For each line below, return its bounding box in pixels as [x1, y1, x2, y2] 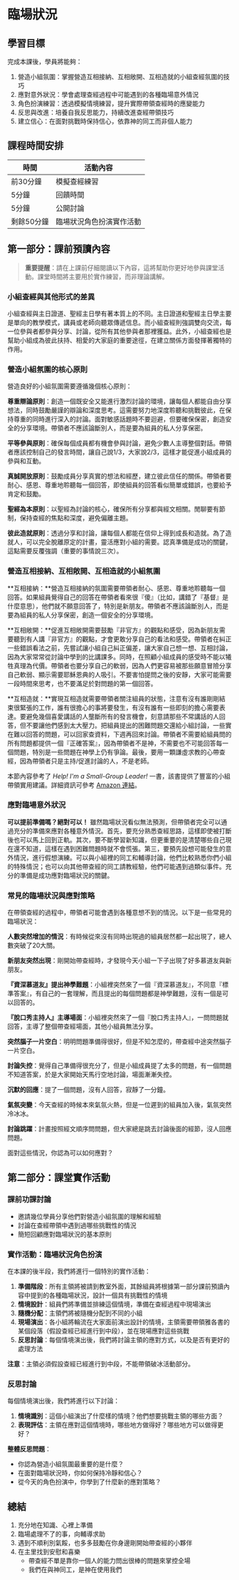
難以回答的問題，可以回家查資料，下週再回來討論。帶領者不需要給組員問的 [13, 729, 232, 738]
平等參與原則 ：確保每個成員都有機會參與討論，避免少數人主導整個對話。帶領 [7, 439, 232, 447]
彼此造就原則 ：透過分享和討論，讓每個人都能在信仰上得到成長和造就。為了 [7, 529, 225, 538]
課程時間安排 [7, 140, 64, 152]
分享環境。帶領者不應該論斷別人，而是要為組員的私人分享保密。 [19, 424, 207, 432]
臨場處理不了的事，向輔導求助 [17, 1529, 105, 1539]
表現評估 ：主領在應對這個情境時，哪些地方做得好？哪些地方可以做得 [17, 1420, 218, 1429]
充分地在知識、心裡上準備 [17, 1521, 93, 1529]
